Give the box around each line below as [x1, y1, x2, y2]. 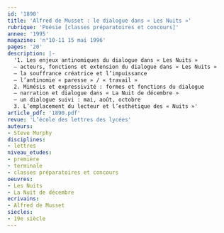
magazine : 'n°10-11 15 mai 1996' [7, 37, 106, 44]
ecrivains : [7, 195, 40, 202]
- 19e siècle [7, 215, 46, 222]
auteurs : [7, 122, 33, 130]
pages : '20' [7, 43, 43, 50]
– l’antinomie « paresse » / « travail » [13, 76, 138, 84]
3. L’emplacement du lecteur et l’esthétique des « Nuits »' [13, 103, 198, 110]
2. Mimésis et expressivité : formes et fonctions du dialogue [13, 83, 204, 90]
